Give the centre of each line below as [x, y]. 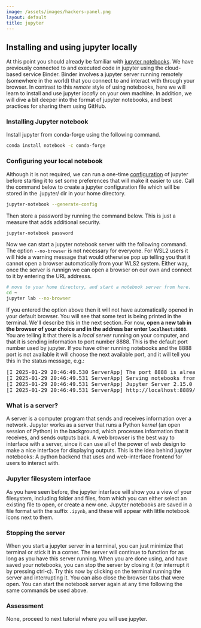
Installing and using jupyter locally [72, 47]
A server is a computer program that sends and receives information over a [99, 419]
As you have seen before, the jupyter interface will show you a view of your [99, 491]
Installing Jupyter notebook [47, 122]
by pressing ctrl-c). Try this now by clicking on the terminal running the [94, 571]
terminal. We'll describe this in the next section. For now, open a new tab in [99, 323]
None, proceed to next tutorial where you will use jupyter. [77, 619]
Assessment [25, 606]
